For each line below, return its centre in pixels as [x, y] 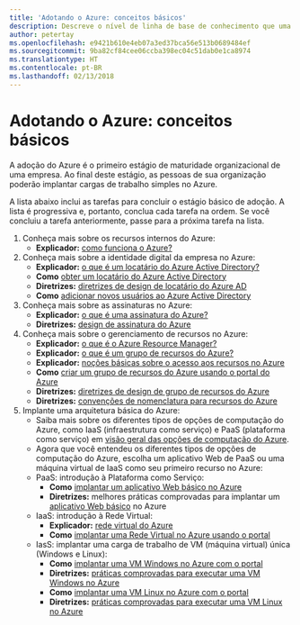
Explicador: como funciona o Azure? [104, 248]
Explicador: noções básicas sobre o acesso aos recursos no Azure [160, 362]
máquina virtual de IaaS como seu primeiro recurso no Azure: [149, 467]
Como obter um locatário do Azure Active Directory [131, 276]
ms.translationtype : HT [54, 59]
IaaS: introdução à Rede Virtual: [94, 515]
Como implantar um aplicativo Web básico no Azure [146, 486]
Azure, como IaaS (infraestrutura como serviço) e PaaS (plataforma [160, 430]
